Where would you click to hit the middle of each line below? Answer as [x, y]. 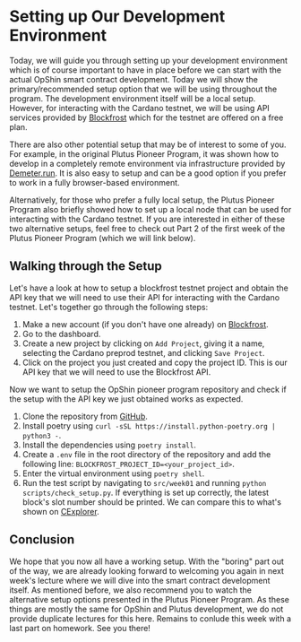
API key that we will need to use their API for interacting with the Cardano [145, 297]
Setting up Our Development [117, 17]
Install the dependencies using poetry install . [109, 445]
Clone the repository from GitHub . [85, 416]
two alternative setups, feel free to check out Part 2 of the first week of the [147, 228]
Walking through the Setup [86, 266]
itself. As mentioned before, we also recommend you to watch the [131, 590]
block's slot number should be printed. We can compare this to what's [152, 502]
